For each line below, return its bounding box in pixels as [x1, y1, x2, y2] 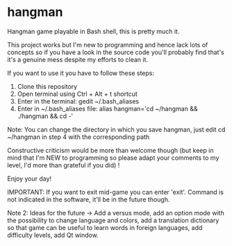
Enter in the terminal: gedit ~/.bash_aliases [17, 97, 140, 105]
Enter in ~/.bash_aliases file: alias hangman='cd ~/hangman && [17, 104, 198, 113]
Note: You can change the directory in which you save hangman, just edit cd [7, 125, 226, 133]
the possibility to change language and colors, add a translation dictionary [7, 216, 219, 224]
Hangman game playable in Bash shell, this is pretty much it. [7, 27, 180, 35]
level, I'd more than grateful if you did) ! [7, 161, 120, 169]
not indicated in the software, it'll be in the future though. [7, 195, 170, 204]
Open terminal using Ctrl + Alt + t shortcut [17, 90, 138, 98]
